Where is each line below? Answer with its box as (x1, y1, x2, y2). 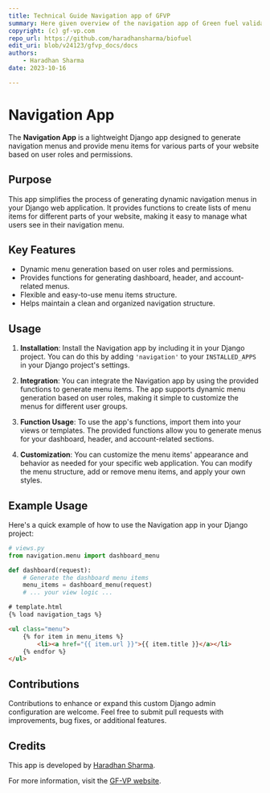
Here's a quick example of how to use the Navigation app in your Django (8, 520, 248, 529)
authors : (8, 49, 38, 57)
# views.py (8, 544, 45, 552)
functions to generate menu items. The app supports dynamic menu (19, 384, 246, 394)
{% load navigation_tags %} (8, 610, 103, 619)
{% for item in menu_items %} (22, 632, 125, 640)
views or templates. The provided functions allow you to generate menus (19, 425, 262, 435)
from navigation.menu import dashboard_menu (8, 552, 160, 560)
